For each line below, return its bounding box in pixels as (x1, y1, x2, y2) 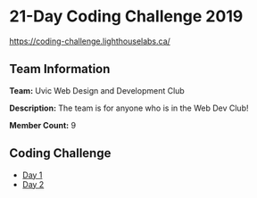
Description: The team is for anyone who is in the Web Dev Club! (9, 103, 249, 113)
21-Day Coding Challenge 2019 (9, 6, 244, 27)
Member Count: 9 (9, 120, 77, 130)
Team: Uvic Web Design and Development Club (9, 85, 185, 95)
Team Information (9, 62, 111, 77)
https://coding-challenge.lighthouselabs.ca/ (9, 36, 171, 46)
